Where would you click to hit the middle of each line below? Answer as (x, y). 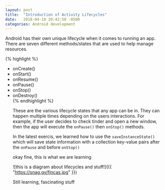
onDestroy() (25, 96)
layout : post (19, 10)
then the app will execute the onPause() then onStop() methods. (79, 127)
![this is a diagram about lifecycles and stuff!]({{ (62, 167)
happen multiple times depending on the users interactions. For (78, 116)
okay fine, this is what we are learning (52, 157)
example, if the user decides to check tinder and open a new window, (85, 121)
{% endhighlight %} (33, 101)
